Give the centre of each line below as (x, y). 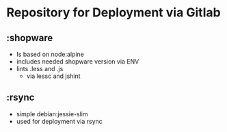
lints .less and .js (40, 69)
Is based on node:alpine (50, 54)
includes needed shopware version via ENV (78, 62)
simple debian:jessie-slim (52, 114)
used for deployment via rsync (59, 121)
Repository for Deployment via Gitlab (113, 13)
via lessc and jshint (53, 76)
